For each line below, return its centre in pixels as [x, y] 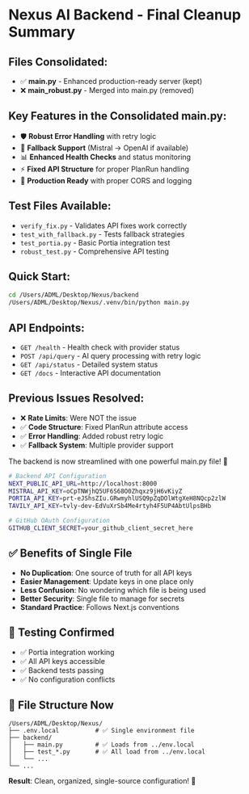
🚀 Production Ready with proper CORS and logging [106, 180]
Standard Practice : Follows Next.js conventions [99, 607]
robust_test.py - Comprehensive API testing [95, 251]
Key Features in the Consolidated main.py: [118, 116]
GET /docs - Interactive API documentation [91, 373]
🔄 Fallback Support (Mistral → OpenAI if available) [104, 148]
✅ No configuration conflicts [68, 679]
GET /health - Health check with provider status [100, 347]
